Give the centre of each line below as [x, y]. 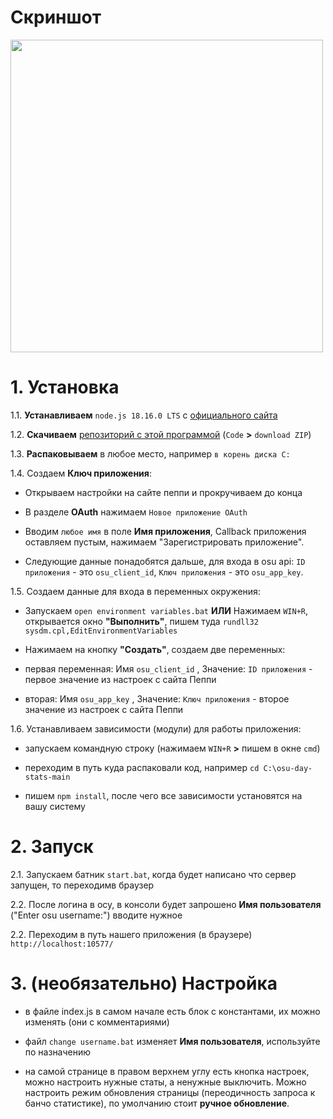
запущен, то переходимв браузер [82, 885]
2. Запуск [52, 847]
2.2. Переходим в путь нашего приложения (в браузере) [131, 934]
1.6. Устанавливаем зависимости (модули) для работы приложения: [156, 728]
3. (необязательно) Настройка [144, 983]
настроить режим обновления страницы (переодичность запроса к [170, 1092]
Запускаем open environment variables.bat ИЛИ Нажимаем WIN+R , [166, 610]
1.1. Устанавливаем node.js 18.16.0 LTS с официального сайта [144, 415]
